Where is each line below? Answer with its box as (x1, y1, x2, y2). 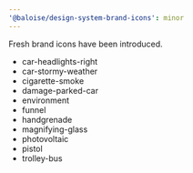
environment (21, 95, 70, 106)
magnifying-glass (21, 124, 88, 135)
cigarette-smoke (21, 75, 85, 86)
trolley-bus (21, 152, 63, 164)
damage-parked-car (21, 85, 99, 96)
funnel (21, 104, 46, 115)
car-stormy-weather (21, 66, 98, 76)
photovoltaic (21, 133, 69, 144)
